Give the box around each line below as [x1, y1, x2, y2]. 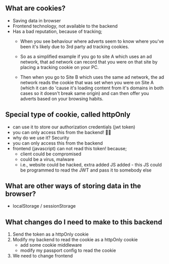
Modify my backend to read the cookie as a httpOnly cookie [12, 237, 138, 243]
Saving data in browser [12, 17, 61, 23]
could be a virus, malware [20, 156, 75, 162]
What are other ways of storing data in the [5, 182, 141, 190]
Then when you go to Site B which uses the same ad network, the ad [20, 74, 164, 80]
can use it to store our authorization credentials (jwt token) [12, 124, 136, 130]
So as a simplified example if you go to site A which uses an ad [20, 53, 152, 59]
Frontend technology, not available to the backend [12, 23, 118, 29]
